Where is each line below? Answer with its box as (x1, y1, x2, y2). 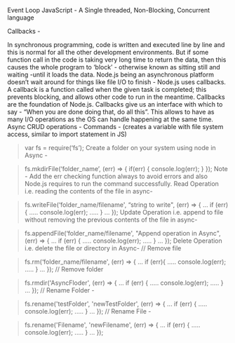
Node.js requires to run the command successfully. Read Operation (24, 180, 220, 188)
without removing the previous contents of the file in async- (24, 215, 198, 224)
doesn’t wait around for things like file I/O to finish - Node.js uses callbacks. (7, 78, 227, 86)
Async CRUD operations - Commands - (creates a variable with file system (7, 123, 224, 130)
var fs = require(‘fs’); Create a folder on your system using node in (24, 144, 216, 152)
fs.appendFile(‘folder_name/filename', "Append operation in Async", (24, 229, 221, 237)
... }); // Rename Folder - (24, 286, 95, 294)
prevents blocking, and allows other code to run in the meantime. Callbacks (7, 93, 226, 101)
